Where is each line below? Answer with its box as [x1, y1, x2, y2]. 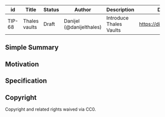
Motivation [5, 60, 39, 68]
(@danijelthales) [63, 24, 102, 30]
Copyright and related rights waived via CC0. [5, 106, 96, 112]
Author [74, 6, 91, 13]
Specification [5, 77, 47, 85]
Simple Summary [5, 44, 59, 52]
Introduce [106, 15, 129, 21]
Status [43, 6, 59, 13]
